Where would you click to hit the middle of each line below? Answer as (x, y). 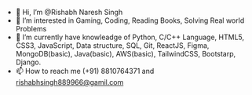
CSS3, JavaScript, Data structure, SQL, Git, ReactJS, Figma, (112, 46)
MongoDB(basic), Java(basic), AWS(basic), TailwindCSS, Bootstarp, (126, 54)
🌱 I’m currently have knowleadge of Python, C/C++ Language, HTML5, (130, 37)
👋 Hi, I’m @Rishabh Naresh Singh (69, 12)
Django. (28, 62)
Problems (31, 29)
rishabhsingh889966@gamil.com (69, 82)
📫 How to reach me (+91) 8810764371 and (85, 71)
